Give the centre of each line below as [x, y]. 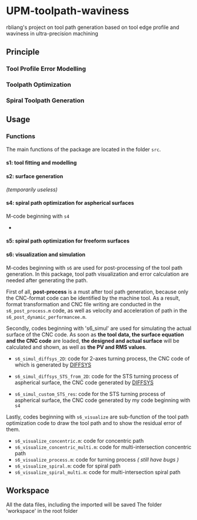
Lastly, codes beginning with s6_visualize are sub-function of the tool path [98, 417]
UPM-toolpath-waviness [68, 11]
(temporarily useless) [32, 189]
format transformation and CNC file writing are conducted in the [84, 304]
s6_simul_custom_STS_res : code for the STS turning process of [90, 394]
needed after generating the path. [47, 280]
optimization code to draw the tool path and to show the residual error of [94, 423]
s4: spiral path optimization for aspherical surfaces [70, 203]
